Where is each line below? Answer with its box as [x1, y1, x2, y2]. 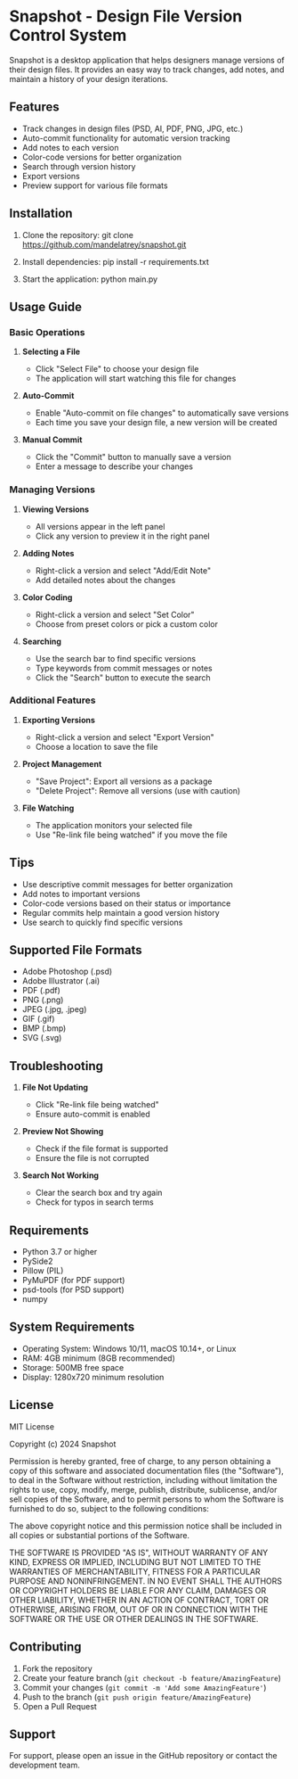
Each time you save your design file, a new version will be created [35, 417, 278, 428]
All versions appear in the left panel [35, 521, 165, 531]
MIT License [9, 1421, 55, 1432]
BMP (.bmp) [21, 1023, 67, 1034]
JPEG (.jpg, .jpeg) [21, 1004, 87, 1015]
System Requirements [9, 1320, 135, 1335]
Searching [21, 636, 62, 647]
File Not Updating [21, 1082, 89, 1093]
